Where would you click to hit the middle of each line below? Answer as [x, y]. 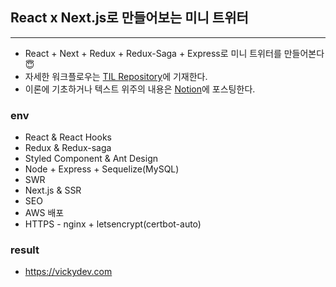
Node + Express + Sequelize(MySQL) [102, 169]
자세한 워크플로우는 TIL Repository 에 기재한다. [116, 76]
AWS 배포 [44, 213]
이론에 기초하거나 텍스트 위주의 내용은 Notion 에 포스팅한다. [140, 89]
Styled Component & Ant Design [91, 159]
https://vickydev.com [68, 272]
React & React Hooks [68, 137]
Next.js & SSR [53, 190]
